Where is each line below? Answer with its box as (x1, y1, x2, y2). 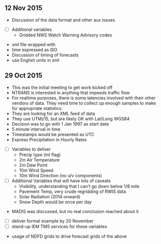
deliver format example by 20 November (11, 218, 94, 224)
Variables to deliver (11, 146, 51, 152)
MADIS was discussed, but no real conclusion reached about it (11, 208, 139, 214)
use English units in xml (11, 57, 59, 63)
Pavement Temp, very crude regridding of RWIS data (19, 189, 126, 194)
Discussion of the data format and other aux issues (11, 17, 115, 23)
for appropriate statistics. (11, 105, 63, 111)
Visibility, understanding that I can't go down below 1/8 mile (19, 183, 140, 189)
